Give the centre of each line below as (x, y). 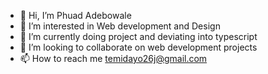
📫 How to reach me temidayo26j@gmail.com (113, 58)
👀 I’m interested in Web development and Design (120, 26)
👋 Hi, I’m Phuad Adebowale (75, 15)
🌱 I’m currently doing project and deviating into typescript (138, 36)
